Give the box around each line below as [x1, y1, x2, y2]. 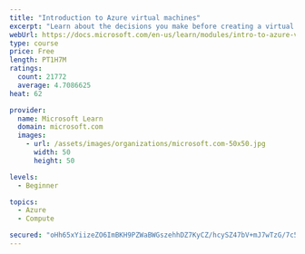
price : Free [9, 47, 54, 56]
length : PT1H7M [9, 55, 67, 64]
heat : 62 [9, 89, 43, 98]
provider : [9, 105, 47, 114]
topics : [9, 197, 39, 207]
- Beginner [17, 181, 59, 190]
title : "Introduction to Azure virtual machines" [9, 13, 202, 23]
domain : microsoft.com [17, 122, 103, 132]
